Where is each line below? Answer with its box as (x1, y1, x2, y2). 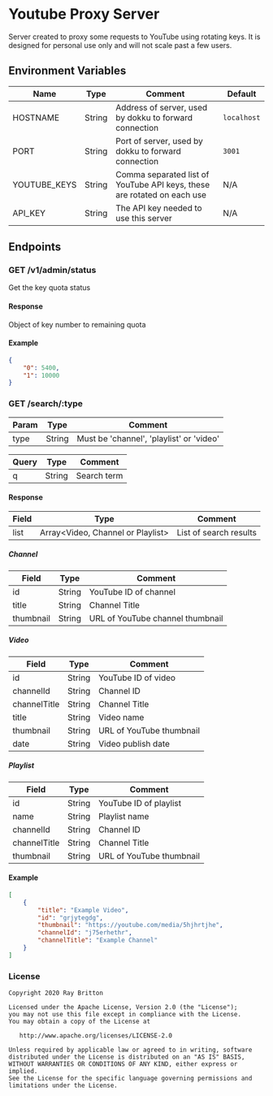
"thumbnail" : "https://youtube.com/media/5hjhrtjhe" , (37, 921, 223, 929)
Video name (98, 712, 145, 723)
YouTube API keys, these (115, 179, 210, 190)
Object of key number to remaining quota (8, 319, 146, 329)
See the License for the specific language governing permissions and (8, 1074, 253, 1083)
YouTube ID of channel (89, 586, 176, 597)
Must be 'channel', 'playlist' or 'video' (76, 432, 220, 444)
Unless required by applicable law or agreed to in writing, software (8, 1046, 253, 1055)
